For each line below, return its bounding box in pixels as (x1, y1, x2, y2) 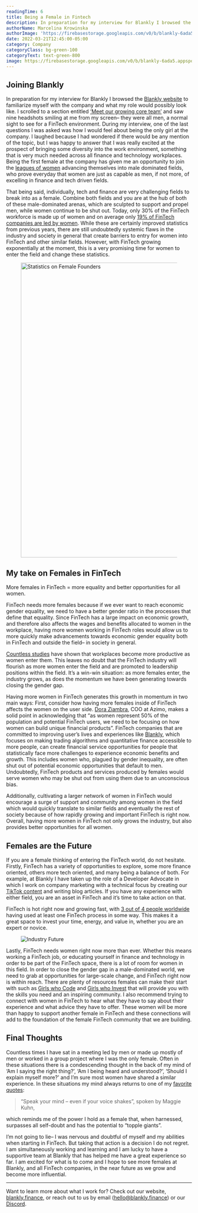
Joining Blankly (6, 80, 64, 90)
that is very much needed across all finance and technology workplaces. (6, 152, 183, 159)
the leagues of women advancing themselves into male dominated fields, (6, 165, 184, 172)
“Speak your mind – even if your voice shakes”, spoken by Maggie (20, 1097, 181, 1104)
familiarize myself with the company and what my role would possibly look (6, 101, 187, 109)
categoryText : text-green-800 (6, 52, 81, 58)
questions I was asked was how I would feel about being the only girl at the (6, 127, 189, 134)
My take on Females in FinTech (6, 568, 121, 578)
